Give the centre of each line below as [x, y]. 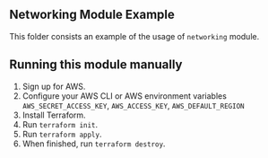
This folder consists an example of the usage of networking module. [134, 36]
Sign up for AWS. [54, 86]
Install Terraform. [54, 115]
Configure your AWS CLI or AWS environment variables [124, 96]
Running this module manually [96, 65]
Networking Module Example [92, 15]
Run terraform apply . [62, 134]
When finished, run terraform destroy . [94, 144]
